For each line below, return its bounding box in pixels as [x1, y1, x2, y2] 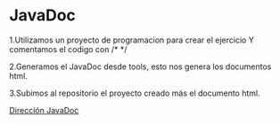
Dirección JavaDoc [9, 105, 79, 115]
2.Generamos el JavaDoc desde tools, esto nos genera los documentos [9, 61, 272, 72]
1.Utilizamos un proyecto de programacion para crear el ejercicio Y [9, 35, 254, 45]
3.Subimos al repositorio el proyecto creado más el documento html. [9, 88, 260, 98]
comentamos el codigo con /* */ [9, 43, 128, 54]
